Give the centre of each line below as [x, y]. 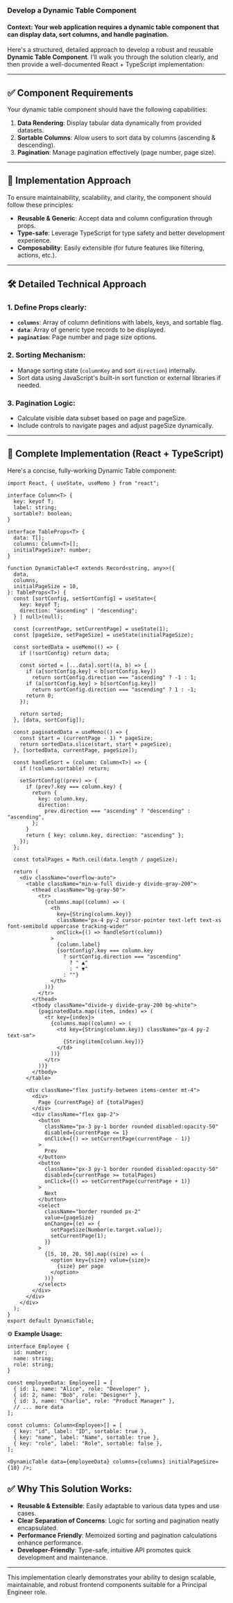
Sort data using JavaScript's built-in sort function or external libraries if [119, 377]
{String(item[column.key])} [103, 1041]
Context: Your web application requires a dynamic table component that [113, 27]
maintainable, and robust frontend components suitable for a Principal [107, 1584]
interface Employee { [38, 1346]
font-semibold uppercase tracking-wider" [68, 926]
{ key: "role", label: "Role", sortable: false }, [88, 1443]
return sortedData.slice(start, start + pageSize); [96, 744]
